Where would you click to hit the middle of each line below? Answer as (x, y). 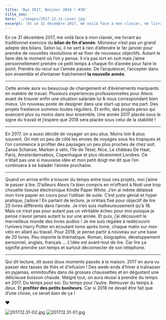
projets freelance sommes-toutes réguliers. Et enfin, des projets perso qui (80, 109)
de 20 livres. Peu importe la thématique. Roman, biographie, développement (83, 237)
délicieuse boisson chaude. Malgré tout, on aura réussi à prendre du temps (82, 278)
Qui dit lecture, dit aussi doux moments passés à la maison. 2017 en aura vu (82, 262)
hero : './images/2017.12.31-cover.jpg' (46, 19)
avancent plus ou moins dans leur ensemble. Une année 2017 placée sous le (83, 114)
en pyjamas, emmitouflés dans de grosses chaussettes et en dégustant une (82, 272)
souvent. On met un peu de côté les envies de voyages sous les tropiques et (83, 139)
